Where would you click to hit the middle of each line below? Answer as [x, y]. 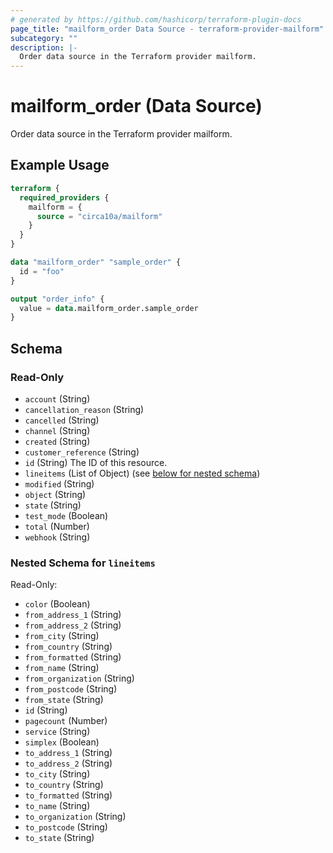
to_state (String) [59, 838]
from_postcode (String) [71, 689]
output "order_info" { [57, 299]
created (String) [57, 441]
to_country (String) [64, 785]
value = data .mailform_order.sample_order [109, 308]
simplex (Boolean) [62, 742]
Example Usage [60, 165]
